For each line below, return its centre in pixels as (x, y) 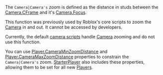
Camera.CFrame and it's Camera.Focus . (46, 12)
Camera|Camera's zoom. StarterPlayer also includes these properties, (75, 62)
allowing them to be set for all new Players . (49, 67)
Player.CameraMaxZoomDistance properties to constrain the (67, 57)
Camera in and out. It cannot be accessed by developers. (64, 27)
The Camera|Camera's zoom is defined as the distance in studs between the (82, 7)
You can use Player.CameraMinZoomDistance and (56, 52)
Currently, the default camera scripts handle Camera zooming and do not (80, 37)
